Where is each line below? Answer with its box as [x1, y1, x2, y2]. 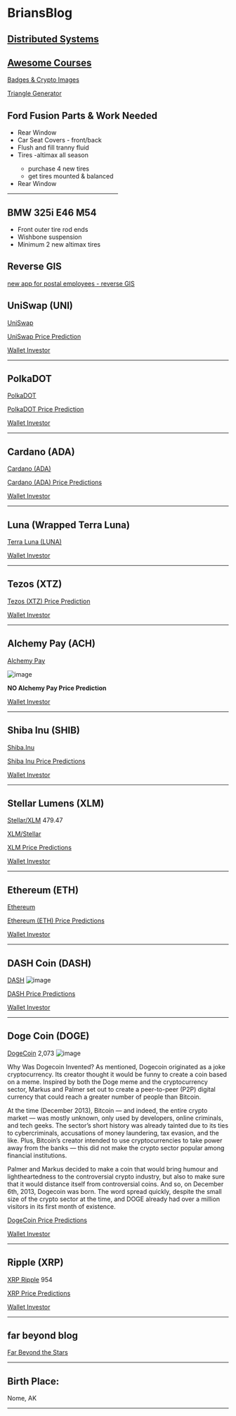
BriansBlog [7, 5, 72, 21]
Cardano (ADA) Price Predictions [7, 478, 103, 487]
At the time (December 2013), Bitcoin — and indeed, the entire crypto [7, 1106, 208, 1114]
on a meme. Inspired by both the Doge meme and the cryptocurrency [7, 1077, 209, 1086]
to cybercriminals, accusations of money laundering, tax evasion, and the [7, 1128, 219, 1137]
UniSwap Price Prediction [7, 332, 81, 340]
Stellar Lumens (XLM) [7, 797, 105, 809]
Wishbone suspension [17, 233, 82, 241]
